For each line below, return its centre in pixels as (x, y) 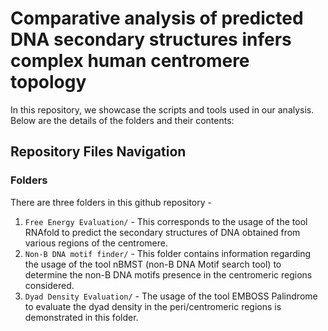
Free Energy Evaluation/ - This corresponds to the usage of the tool (166, 221)
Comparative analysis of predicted (157, 18)
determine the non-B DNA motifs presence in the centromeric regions (168, 274)
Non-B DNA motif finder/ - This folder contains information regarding (167, 253)
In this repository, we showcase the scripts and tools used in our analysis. (162, 109)
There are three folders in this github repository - (111, 202)
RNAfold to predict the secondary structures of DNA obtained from (162, 232)
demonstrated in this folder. (81, 317)
